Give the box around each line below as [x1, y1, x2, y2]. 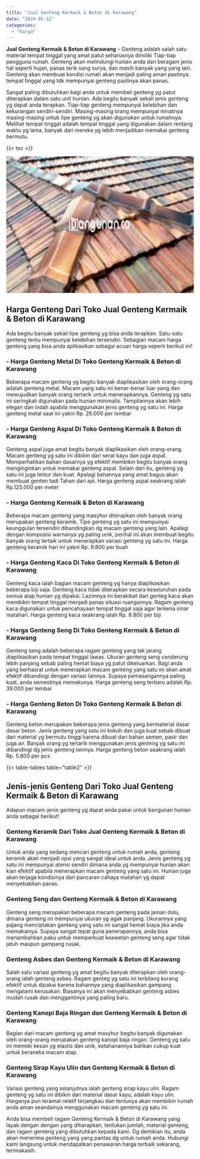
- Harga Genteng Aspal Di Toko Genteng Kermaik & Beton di [6, 425, 182, 433]
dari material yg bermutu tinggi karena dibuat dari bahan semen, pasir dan [6, 733, 188, 741]
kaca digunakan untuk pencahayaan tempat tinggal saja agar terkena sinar [6, 605, 189, 612]
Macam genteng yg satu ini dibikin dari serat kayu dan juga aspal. [6, 452, 167, 459]
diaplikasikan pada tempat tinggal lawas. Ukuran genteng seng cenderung [6, 653, 189, 660]
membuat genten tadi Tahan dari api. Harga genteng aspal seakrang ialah [6, 477, 186, 485]
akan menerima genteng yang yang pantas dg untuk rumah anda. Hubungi [6, 1134, 189, 1141]
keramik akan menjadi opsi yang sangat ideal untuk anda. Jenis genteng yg [6, 855, 190, 862]
